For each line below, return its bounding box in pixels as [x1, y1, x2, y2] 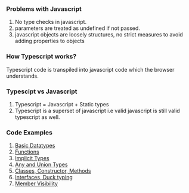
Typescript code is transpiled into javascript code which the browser [6, 66, 175, 73]
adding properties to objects [14, 38, 85, 45]
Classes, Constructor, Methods [14, 167, 91, 174]
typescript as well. [14, 113, 60, 121]
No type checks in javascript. [14, 19, 87, 26]
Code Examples [6, 128, 52, 136]
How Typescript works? [6, 53, 77, 61]
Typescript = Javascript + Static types [14, 100, 109, 108]
